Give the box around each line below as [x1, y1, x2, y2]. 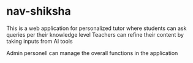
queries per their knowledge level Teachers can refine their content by [6, 31, 184, 38]
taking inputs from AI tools [6, 37, 73, 45]
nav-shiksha [6, 4, 72, 18]
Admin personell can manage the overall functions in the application [6, 49, 178, 56]
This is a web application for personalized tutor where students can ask [6, 24, 187, 32]
